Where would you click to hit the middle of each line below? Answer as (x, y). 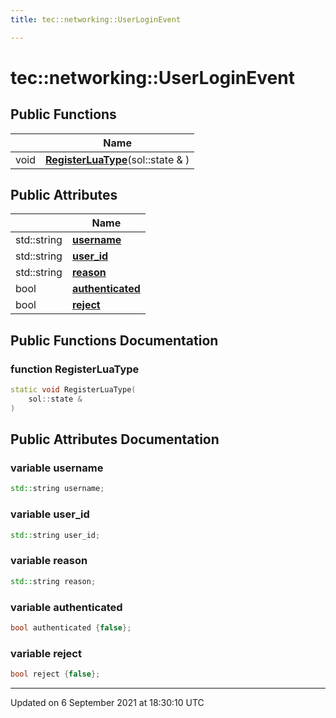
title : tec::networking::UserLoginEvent (96, 19)
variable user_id (50, 514)
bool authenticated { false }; (71, 627)
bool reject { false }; (55, 674)
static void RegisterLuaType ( (73, 390)
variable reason (49, 561)
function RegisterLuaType (75, 369)
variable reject (46, 653)
